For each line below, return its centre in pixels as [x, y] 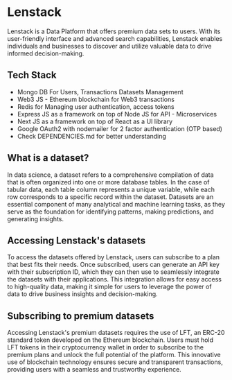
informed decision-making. [46, 53]
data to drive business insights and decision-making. [82, 294]
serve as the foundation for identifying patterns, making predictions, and [110, 211]
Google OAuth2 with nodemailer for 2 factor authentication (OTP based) [120, 128]
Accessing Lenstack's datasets [77, 240]
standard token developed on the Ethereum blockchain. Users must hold [110, 340]
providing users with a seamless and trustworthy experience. [94, 370]
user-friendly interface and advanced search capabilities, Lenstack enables [115, 38]
